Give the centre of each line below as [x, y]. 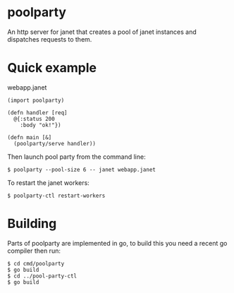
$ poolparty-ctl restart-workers [56, 196]
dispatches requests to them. [50, 39]
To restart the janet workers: [48, 183]
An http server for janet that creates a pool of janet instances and [102, 32]
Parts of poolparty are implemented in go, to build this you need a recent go [117, 243]
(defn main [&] [30, 137]
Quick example [52, 68]
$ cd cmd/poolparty [36, 263]
